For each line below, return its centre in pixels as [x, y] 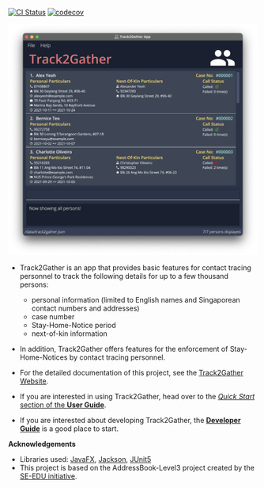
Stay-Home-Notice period [74, 326]
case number [53, 317]
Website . [34, 381]
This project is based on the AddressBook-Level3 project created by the [137, 468]
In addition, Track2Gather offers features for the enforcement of [124, 349]
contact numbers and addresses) [85, 308]
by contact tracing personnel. [117, 357]
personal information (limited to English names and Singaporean [136, 300]
